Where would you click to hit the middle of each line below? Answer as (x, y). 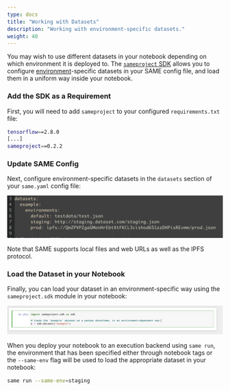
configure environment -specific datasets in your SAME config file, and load (113, 71)
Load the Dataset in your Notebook (66, 274)
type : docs (23, 14)
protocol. (20, 256)
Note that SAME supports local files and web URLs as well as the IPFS (105, 249)
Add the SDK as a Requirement (59, 96)
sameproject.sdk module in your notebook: (67, 296)
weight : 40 (23, 36)
